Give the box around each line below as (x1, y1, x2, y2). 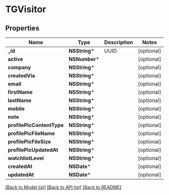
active (8, 56, 23, 62)
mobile (8, 105, 25, 112)
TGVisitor (5, 4, 47, 15)
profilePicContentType (8, 122, 64, 128)
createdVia (8, 72, 36, 79)
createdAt (8, 163, 33, 170)
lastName (8, 97, 32, 104)
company (8, 64, 31, 71)
